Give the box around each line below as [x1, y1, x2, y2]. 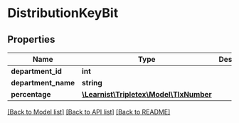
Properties [7, 33, 55, 46]
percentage [11, 90, 51, 99]
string [81, 78, 103, 87]
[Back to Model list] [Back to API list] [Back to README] [7, 108, 171, 116]
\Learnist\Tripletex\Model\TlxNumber [81, 90, 212, 99]
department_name [11, 78, 75, 87]
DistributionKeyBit [7, 5, 119, 21]
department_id [11, 66, 63, 76]
